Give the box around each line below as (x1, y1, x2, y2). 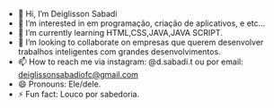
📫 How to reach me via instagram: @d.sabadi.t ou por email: (17, 56, 244, 67)
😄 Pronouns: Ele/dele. (17, 79, 102, 89)
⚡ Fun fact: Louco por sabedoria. (17, 89, 140, 99)
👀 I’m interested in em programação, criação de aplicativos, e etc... (17, 18, 266, 29)
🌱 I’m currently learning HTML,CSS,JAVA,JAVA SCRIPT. (17, 28, 223, 37)
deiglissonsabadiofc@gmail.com (17, 70, 139, 79)
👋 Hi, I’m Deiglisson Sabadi (17, 9, 118, 19)
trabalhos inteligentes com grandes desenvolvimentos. (17, 46, 222, 57)
